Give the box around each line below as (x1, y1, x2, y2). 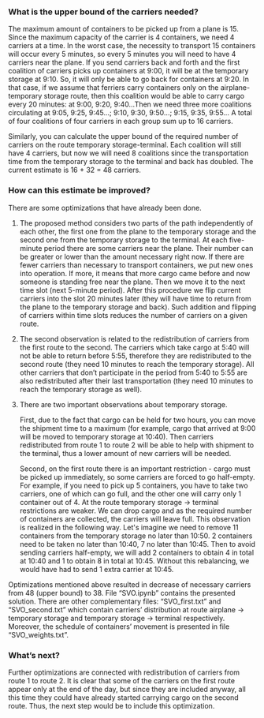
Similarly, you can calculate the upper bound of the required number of (8, 132, 239, 141)
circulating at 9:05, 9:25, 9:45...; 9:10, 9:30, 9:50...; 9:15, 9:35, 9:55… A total (8, 108, 252, 118)
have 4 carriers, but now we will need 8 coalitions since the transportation (8, 148, 249, 158)
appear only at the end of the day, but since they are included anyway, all (8, 684, 246, 694)
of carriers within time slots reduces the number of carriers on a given (19, 310, 248, 320)
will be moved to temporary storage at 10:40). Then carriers (19, 432, 214, 441)
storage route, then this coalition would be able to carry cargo (43, 92, 245, 101)
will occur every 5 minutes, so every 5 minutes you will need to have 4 (8, 50, 236, 59)
